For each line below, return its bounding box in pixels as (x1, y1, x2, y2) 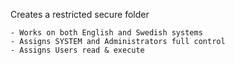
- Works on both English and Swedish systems (10, 28, 203, 38)
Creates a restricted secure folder (10, 9, 150, 20)
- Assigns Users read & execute (10, 45, 145, 55)
